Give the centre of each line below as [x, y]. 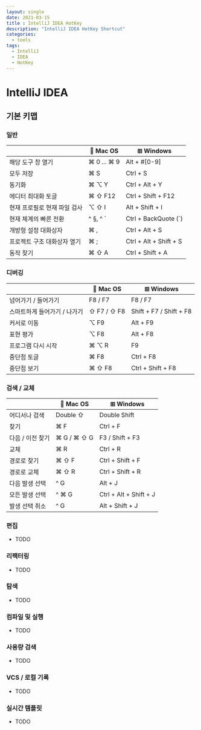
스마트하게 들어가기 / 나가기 [46, 311]
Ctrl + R [110, 449]
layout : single [25, 12]
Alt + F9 [142, 323]
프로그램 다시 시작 [33, 346]
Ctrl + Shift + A [147, 253]
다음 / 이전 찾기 [30, 438]
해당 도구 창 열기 [31, 162]
